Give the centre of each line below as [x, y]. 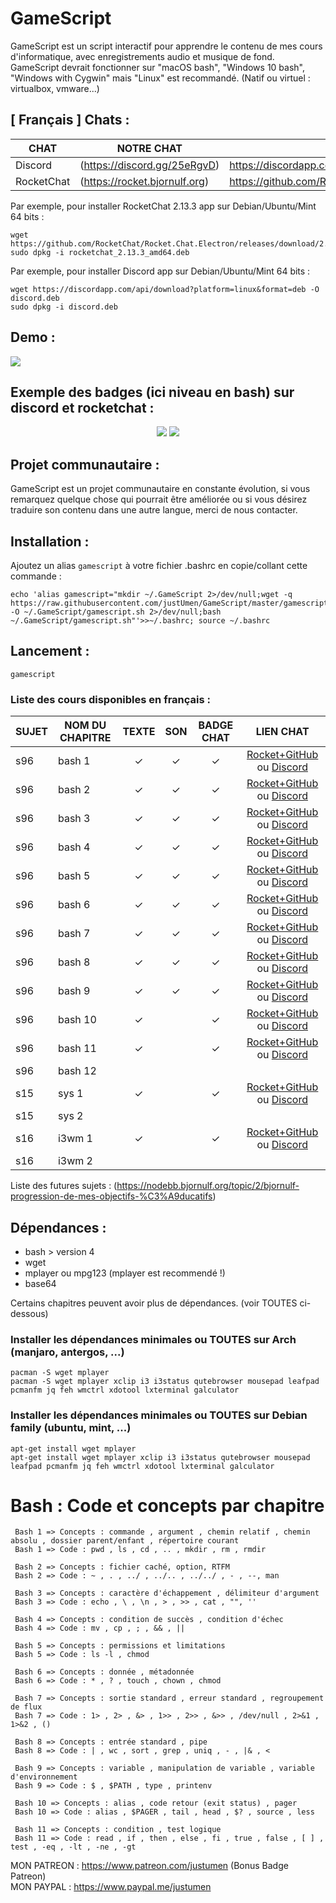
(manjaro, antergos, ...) [67, 1352]
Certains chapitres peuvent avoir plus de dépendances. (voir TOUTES [154, 1303]
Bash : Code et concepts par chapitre [167, 1505]
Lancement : [50, 651]
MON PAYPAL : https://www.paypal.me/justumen [111, 1887]
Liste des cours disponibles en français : [110, 699]
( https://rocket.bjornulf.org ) [144, 181]
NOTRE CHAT [149, 148]
